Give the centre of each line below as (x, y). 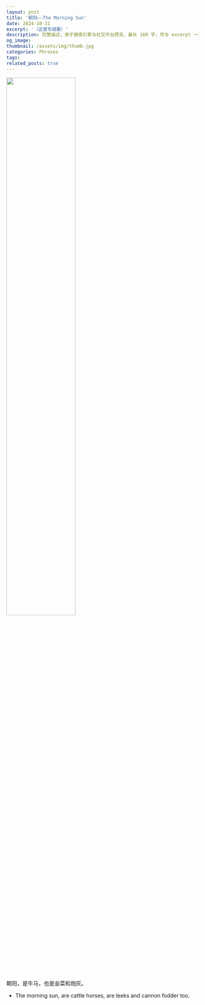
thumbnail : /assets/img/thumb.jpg (50, 47)
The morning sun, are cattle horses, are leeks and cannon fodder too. (103, 995)
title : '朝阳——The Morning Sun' (46, 18)
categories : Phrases (33, 52)
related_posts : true (33, 63)
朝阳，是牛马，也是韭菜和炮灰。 (46, 983)
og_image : (19, 40)
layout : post (23, 12)
